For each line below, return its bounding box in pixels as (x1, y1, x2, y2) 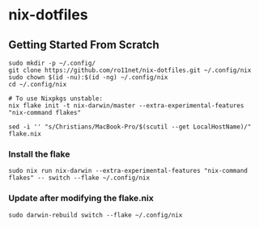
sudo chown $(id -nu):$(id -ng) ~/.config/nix (8, 74, 168, 82)
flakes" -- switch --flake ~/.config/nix (8, 174, 151, 183)
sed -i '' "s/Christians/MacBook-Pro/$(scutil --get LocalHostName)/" (8, 123, 252, 131)
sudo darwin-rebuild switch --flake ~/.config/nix (8, 211, 183, 219)
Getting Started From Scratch (8, 38, 159, 52)
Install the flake (8, 148, 70, 159)
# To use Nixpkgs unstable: (8, 95, 104, 103)
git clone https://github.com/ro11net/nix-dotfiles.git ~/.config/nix (8, 66, 252, 74)
